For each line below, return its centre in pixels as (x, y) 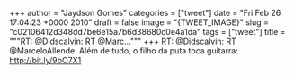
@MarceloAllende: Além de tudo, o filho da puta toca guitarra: (124, 51)
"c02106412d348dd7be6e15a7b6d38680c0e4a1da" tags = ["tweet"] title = (147, 32)
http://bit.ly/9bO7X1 (45, 60)
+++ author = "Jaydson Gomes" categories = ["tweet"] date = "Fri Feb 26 (145, 13)
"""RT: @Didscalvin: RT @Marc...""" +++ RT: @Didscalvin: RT (123, 41)
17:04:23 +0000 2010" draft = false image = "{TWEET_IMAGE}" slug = (139, 22)
